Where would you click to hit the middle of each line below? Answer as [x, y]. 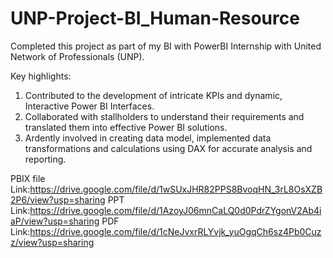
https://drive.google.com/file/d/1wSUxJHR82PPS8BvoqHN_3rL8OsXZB [176, 189]
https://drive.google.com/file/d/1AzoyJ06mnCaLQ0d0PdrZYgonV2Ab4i [175, 210]
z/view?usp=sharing [52, 242]
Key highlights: [41, 76]
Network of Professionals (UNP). [77, 56]
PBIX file [28, 178]
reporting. [45, 159]
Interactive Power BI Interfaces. [89, 106]
